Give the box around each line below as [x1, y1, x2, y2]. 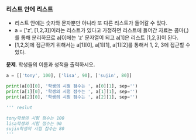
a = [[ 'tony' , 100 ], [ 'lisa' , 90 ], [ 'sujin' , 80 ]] [6, 73, 132, 79]
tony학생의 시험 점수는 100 [6, 115, 65, 121]
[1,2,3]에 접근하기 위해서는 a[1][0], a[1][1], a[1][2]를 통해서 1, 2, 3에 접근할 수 [14, 41, 191, 48]
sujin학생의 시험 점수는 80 [6, 126, 65, 132]
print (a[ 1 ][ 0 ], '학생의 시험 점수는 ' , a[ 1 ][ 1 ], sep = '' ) [6, 89, 138, 94]
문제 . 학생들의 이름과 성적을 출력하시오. [6, 61, 95, 68]
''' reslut [6, 104, 33, 110]
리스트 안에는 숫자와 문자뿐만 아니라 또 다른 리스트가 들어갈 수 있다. [14, 19, 168, 27]
